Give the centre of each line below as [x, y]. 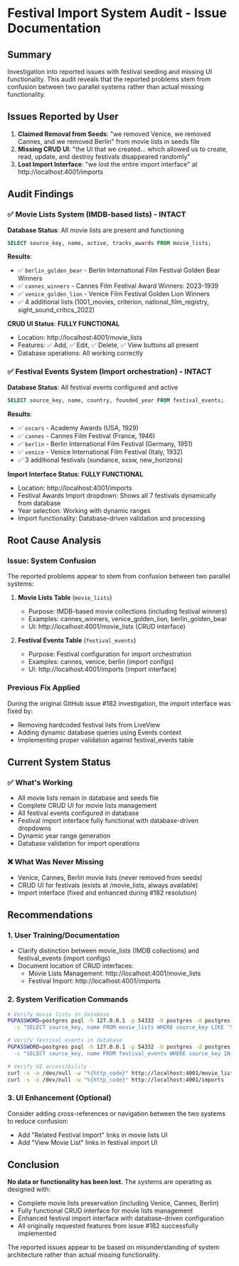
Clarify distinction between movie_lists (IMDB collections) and [108, 951]
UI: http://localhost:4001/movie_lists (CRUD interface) [107, 627]
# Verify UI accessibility [47, 1067]
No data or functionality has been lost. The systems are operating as [110, 1182]
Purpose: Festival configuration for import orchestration [110, 654]
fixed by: [20, 711]
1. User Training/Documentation [63, 935]
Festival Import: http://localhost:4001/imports [95, 981]
